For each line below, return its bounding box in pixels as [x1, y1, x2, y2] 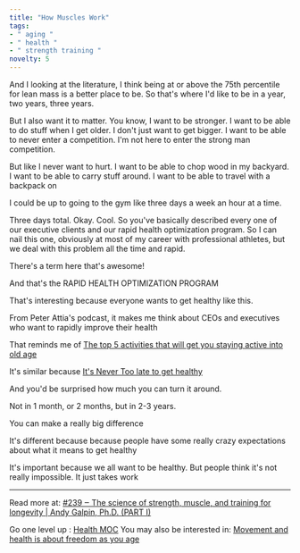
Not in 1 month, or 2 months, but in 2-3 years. [9, 401, 177, 411]
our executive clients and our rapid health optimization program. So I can [9, 224, 278, 235]
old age [9, 349, 37, 359]
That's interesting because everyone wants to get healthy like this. [9, 296, 254, 306]
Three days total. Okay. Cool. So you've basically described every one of [9, 215, 278, 225]
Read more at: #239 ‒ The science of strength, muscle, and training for [9, 498, 271, 507]
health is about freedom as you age [9, 533, 140, 544]
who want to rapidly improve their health [9, 323, 158, 332]
